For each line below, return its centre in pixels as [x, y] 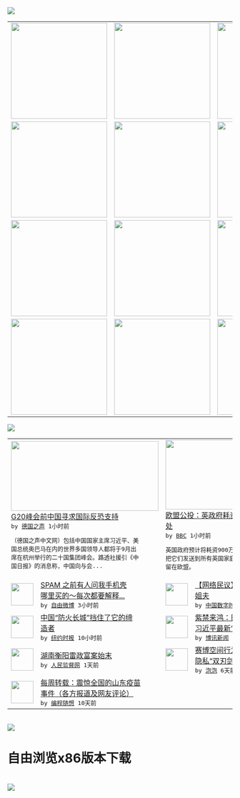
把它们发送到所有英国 [195, 558]
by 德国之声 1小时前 [40, 526]
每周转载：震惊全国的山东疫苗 [91, 683]
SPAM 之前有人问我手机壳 [84, 585]
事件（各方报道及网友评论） [87, 693]
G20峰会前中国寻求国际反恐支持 [65, 517]
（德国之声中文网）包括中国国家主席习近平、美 [75, 540]
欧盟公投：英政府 [194, 515]
